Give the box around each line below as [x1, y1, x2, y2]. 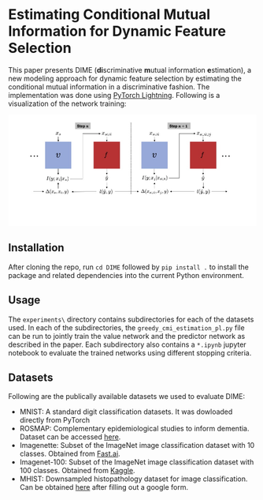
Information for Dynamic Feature [8, 22, 227, 40]
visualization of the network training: [8, 99, 127, 108]
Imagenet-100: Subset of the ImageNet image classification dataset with [19, 457, 254, 467]
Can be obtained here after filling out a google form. [19, 483, 189, 492]
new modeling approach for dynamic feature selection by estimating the [8, 73, 242, 83]
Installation [8, 241, 65, 254]
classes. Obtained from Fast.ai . [19, 449, 120, 459]
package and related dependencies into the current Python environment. [8, 270, 244, 280]
